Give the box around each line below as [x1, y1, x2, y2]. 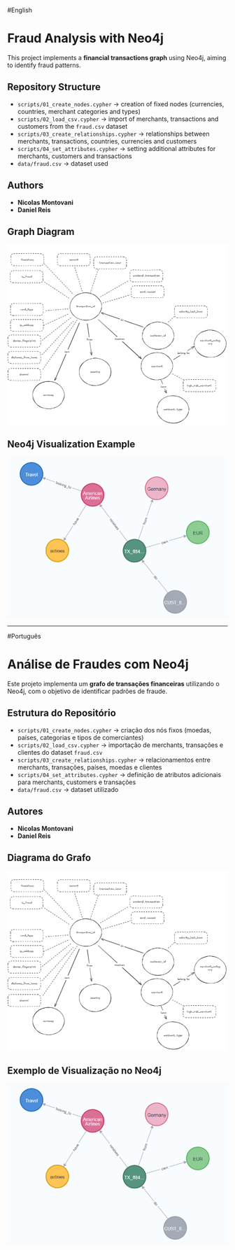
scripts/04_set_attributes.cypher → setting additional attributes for [17, 144, 216, 152]
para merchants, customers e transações [17, 778, 136, 786]
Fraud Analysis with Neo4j [7, 31, 164, 46]
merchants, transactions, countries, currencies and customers [17, 136, 197, 145]
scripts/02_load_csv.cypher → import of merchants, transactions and [17, 115, 219, 123]
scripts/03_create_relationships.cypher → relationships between [17, 129, 210, 138]
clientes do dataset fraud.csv [17, 748, 103, 756]
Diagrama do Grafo [7, 852, 92, 864]
